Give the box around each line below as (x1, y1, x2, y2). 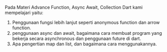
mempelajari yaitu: (5, 10, 44, 16)
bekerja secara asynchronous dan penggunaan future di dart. (12, 35, 141, 41)
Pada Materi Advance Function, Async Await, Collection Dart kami (5, 5, 143, 10)
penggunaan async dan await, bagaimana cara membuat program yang (12, 30, 162, 36)
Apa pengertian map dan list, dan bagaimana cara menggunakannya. (12, 41, 157, 47)
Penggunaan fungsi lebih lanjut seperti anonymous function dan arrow (12, 20, 160, 25)
